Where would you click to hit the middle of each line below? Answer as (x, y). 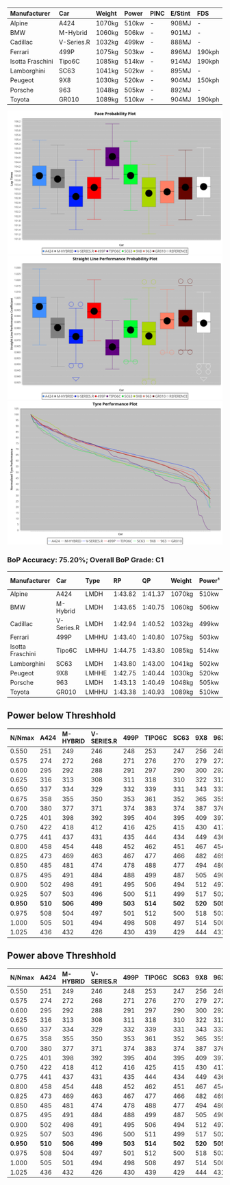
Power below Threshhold (62, 715)
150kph (208, 80)
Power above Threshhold (62, 956)
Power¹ (209, 580)
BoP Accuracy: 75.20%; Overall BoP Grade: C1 (86, 560)
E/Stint (180, 13)
